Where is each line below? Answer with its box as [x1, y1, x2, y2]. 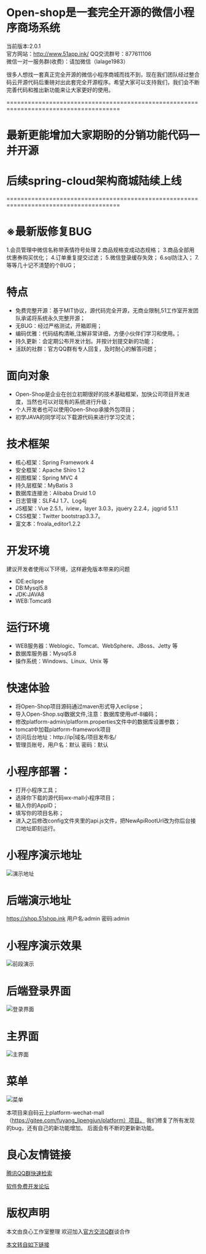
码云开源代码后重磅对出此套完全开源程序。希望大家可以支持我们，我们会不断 [6, 78, 200, 86]
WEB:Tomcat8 [15, 597, 52, 605]
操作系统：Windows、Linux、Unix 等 [15, 657, 109, 665]
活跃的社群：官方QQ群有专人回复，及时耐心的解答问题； [15, 345, 158, 352]
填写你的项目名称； [15, 809, 64, 816]
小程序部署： [6, 765, 72, 778]
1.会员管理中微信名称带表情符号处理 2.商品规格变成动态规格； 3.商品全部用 [6, 246, 195, 254]
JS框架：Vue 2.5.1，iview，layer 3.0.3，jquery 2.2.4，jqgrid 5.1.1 [15, 505, 178, 512]
